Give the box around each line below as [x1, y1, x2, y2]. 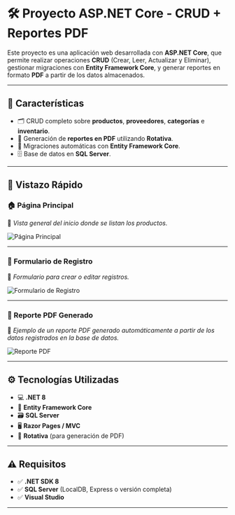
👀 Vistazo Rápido [7, 179, 83, 191]
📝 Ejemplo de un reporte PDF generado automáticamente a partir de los [7, 327, 215, 335]
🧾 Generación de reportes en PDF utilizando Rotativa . [17, 134, 173, 142]
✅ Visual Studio [17, 493, 64, 501]
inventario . [17, 127, 50, 135]
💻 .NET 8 [17, 393, 46, 401]
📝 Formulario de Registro [7, 256, 93, 266]
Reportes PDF [7, 25, 89, 41]
